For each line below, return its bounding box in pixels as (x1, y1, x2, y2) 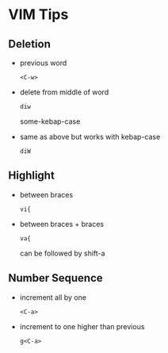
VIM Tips (8, 6, 69, 24)
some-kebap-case (19, 117, 81, 126)
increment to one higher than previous (19, 321, 145, 331)
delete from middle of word (19, 87, 109, 97)
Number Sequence (8, 271, 103, 285)
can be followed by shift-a (19, 248, 105, 258)
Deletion (8, 37, 52, 51)
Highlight (8, 169, 55, 182)
